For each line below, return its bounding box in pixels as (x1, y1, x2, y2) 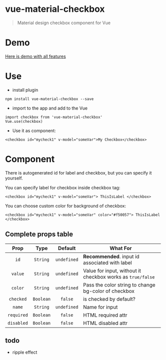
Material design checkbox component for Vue (17, 20, 111, 26)
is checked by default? (83, 295, 136, 302)
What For (109, 245, 132, 252)
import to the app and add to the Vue (12, 105, 88, 111)
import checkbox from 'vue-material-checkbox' (5, 114, 103, 119)
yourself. (5, 175, 23, 181)
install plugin (12, 87, 39, 93)
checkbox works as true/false (83, 273, 155, 280)
